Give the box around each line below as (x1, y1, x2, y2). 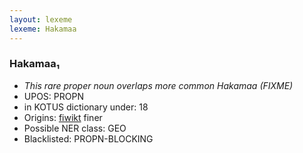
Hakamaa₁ (9, 57, 61, 71)
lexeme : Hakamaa (9, 24, 77, 34)
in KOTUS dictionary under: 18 (23, 101, 149, 113)
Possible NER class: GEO (23, 122, 127, 134)
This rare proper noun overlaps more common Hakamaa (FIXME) (23, 79, 294, 91)
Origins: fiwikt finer (23, 111, 103, 123)
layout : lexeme (9, 14, 73, 25)
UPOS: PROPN (23, 90, 84, 102)
